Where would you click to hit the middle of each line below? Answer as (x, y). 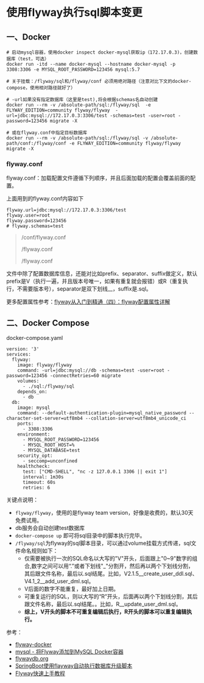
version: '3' (23, 349)
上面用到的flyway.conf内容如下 (45, 199)
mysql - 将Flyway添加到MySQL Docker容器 (69, 652)
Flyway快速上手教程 (40, 673)
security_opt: (35, 456)
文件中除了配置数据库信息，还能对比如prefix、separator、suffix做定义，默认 (102, 274)
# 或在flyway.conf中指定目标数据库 (47, 133)
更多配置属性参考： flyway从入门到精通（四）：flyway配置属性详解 (88, 302)
